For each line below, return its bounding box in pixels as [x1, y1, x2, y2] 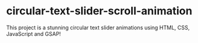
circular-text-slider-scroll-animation [6, 4, 193, 18]
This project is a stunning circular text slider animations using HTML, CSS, [6, 24, 190, 31]
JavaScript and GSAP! [6, 30, 61, 37]
